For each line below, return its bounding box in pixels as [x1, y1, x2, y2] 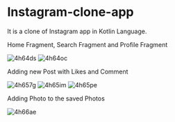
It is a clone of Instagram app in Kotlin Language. [7, 27, 147, 35]
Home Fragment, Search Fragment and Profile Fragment [7, 40, 168, 49]
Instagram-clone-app [7, 4, 134, 20]
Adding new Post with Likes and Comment [7, 67, 128, 76]
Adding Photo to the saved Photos [7, 94, 106, 103]
